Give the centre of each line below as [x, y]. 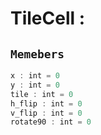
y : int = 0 [35, 85]
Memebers [37, 54]
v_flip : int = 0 [46, 113]
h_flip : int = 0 [46, 103]
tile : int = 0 [42, 94]
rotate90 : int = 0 [51, 122]
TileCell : [48, 18]
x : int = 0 [35, 76]
